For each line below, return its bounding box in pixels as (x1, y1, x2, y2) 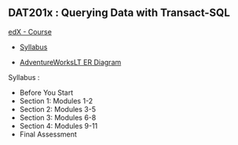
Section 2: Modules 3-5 (19, 104, 97, 114)
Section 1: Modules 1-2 (19, 96, 93, 105)
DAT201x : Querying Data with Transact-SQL (8, 6, 230, 20)
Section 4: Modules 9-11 (19, 121, 98, 130)
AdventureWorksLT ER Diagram (19, 57, 122, 67)
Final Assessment (19, 129, 77, 139)
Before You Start (19, 88, 74, 97)
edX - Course (8, 27, 53, 36)
